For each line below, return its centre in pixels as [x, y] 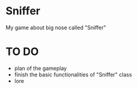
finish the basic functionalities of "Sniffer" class [73, 74]
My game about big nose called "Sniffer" [56, 27]
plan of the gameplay [40, 68]
